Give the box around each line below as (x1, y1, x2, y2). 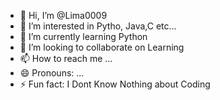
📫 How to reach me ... (19, 53, 113, 64)
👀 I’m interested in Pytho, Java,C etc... (19, 20, 177, 32)
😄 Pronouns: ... (19, 67, 85, 79)
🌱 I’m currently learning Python (19, 31, 148, 42)
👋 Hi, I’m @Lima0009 (19, 10, 108, 21)
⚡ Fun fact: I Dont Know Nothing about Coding (19, 78, 211, 90)
